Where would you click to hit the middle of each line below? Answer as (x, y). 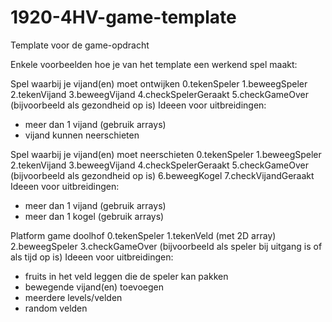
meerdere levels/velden (73, 297)
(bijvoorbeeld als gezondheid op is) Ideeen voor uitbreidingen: (138, 105)
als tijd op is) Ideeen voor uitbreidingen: (92, 257)
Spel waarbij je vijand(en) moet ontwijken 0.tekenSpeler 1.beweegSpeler (159, 83)
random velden (56, 308)
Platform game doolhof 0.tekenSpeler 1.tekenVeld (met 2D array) (143, 235)
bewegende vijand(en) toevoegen (94, 287)
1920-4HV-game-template (123, 17)
